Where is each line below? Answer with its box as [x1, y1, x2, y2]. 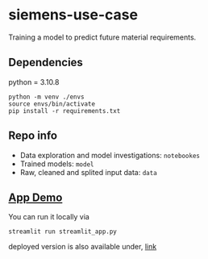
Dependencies [8, 56, 83, 69]
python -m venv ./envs [8, 93, 85, 101]
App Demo [8, 190, 63, 204]
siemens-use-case [8, 6, 139, 24]
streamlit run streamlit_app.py [8, 228, 117, 236]
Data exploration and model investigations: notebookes [19, 150, 200, 160]
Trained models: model [19, 159, 94, 169]
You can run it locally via [8, 212, 90, 222]
